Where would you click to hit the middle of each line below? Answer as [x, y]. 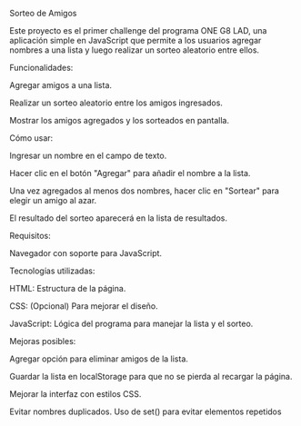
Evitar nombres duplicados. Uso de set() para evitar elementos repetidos [145, 411]
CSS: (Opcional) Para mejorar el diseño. [84, 306]
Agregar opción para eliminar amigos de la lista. [99, 359]
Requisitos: [30, 236]
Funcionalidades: [41, 68]
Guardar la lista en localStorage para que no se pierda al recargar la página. [151, 376]
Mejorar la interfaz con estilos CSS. [75, 394]
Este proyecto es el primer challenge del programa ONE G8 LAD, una [138, 30]
